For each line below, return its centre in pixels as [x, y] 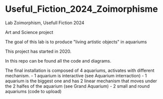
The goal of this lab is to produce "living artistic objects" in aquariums [76, 42]
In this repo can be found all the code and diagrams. [58, 61]
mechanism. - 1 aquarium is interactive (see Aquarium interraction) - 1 [76, 75]
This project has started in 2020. [38, 51]
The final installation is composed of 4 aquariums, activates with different [80, 70]
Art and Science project [29, 32]
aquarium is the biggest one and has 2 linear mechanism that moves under [81, 81]
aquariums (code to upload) [33, 91]
